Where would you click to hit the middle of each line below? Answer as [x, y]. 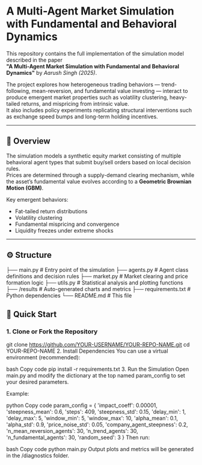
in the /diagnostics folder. [38, 456]
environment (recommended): [43, 358]
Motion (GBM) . [25, 188]
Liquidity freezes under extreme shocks [64, 230]
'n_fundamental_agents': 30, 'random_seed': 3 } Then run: [78, 438]
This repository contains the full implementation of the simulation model [95, 53]
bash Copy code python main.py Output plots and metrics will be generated [100, 449]
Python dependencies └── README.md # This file [69, 295]
